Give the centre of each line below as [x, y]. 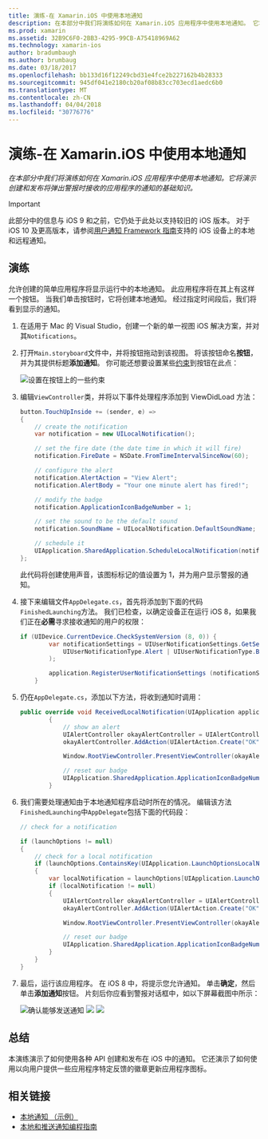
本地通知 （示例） [49, 1117]
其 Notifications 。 [50, 336]
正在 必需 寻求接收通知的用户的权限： [86, 621]
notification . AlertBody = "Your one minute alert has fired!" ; [142, 485]
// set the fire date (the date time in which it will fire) [138, 448]
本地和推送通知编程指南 [58, 1127]
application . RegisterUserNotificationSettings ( [131, 673]
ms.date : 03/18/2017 [43, 68]
